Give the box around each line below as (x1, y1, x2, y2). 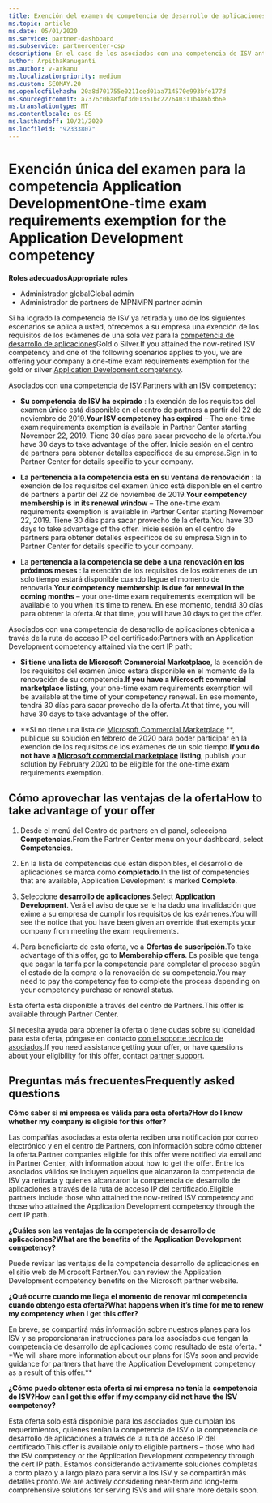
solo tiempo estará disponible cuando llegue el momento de (19, 573, 220, 584)
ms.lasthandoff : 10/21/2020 (8, 118, 104, 126)
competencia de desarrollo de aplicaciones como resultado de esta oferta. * (8, 1342, 263, 1351)
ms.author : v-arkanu (8, 65, 79, 73)
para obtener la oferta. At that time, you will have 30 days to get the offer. (19, 608, 263, 618)
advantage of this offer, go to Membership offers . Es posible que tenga (19, 950, 259, 960)
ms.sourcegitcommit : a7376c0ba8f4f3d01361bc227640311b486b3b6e (8, 95, 227, 103)
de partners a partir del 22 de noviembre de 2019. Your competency (19, 489, 248, 499)
